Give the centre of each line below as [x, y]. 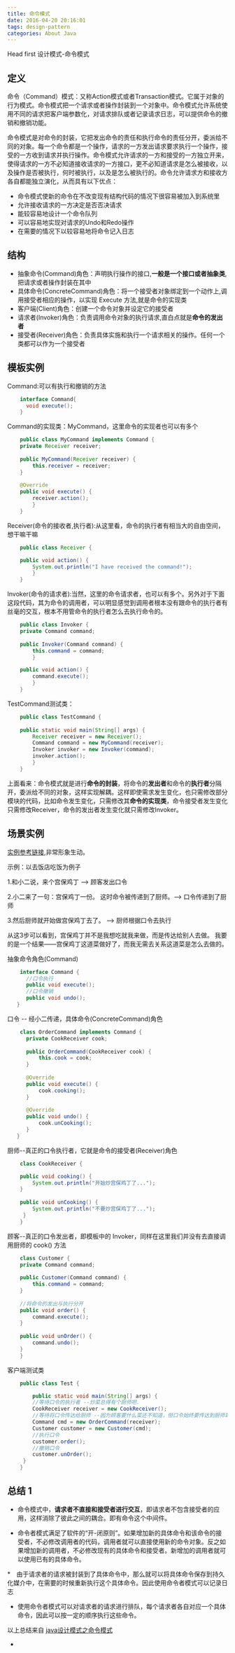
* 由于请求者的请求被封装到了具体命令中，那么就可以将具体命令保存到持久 [116, 1574]
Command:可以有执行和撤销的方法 [57, 386]
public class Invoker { [55, 625]
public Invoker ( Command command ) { [72, 644]
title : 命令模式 [29, 14]
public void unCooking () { [59, 1202]
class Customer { [45, 1258]
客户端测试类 [26, 1370]
